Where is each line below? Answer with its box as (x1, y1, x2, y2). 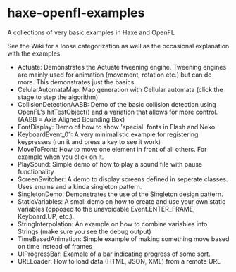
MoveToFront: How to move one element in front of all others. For (17, 145, 207, 153)
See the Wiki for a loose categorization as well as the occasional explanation (7, 41, 230, 50)
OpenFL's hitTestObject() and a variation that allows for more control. (17, 108, 218, 116)
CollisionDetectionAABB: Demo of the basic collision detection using (17, 100, 216, 108)
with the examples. (7, 49, 62, 58)
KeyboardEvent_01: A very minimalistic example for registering (17, 130, 199, 138)
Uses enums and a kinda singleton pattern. (17, 182, 142, 190)
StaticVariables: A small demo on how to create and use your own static (17, 197, 226, 205)
